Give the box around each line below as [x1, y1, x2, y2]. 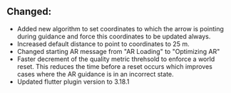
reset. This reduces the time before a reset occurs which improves [16, 62, 213, 70]
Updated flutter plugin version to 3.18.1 [16, 77, 130, 86]
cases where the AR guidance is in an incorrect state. [16, 70, 174, 78]
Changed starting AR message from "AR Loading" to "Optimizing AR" [16, 47, 220, 55]
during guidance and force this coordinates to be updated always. [16, 32, 211, 40]
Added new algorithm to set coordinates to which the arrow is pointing [16, 24, 224, 33]
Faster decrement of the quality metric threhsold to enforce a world [16, 55, 215, 63]
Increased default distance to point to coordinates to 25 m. [16, 39, 190, 48]
